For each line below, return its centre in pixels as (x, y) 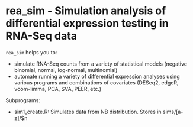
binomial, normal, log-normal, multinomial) (66, 70)
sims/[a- (173, 112)
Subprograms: (23, 100)
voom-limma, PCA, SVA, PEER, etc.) (58, 89)
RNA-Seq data (41, 36)
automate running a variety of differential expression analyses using (97, 76)
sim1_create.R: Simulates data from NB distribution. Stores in (88, 112)
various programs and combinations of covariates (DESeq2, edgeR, (96, 82)
